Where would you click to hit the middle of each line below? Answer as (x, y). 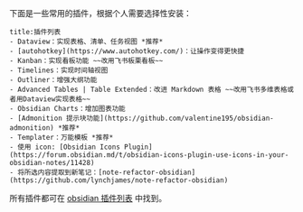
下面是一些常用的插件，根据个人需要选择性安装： (100, 13)
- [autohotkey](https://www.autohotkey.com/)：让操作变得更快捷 (127, 51)
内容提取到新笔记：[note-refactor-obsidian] (117, 172)
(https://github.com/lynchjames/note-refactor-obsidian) (119, 180)
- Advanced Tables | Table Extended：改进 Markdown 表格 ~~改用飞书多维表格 (148, 89)
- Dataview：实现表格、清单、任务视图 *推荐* (86, 41)
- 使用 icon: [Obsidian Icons (65, 147)
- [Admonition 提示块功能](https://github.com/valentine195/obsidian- (142, 118)
